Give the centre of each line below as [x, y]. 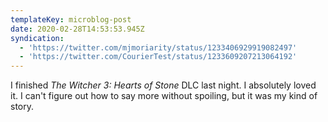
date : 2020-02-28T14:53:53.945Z [77, 29]
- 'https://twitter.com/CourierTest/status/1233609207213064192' [158, 57]
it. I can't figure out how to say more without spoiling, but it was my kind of [164, 96]
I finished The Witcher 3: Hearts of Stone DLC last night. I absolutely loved [163, 85]
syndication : [37, 38]
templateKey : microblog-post [71, 19]
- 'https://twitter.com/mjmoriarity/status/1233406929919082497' [158, 47]
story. [22, 107]
